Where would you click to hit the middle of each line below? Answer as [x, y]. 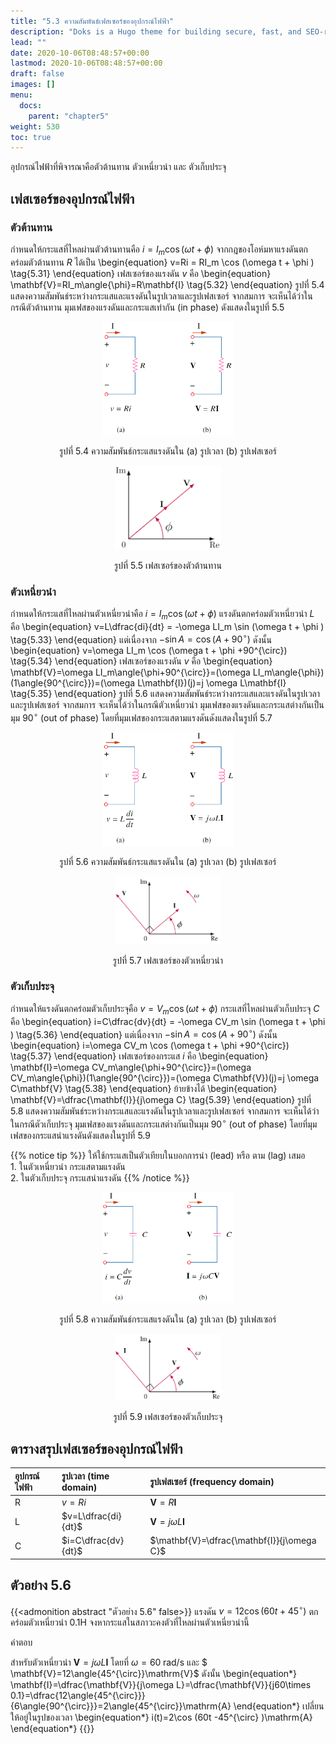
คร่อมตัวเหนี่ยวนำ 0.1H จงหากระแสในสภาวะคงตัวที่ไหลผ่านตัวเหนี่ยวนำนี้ [130, 1622]
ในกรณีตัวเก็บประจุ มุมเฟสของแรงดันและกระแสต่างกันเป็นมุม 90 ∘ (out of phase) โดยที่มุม [164, 1123]
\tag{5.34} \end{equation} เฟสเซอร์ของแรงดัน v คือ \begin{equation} [141, 661]
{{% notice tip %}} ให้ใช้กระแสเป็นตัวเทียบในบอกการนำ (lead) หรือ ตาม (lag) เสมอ [158, 1155]
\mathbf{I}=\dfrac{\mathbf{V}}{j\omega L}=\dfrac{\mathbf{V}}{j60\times [161, 1685]
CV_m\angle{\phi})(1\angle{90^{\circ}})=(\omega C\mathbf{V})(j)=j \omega [165, 1078]
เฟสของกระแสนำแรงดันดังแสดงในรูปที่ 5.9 [80, 1135]
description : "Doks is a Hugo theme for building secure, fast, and [156, 31]
